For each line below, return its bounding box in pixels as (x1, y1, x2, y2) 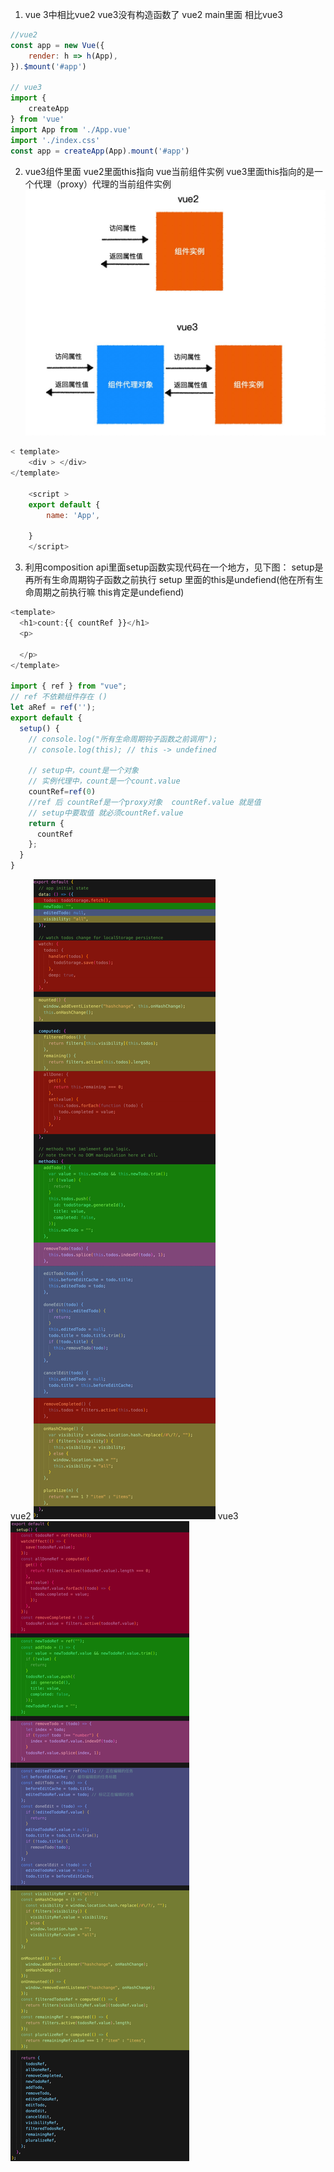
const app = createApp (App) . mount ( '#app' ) (10, 146, 190, 156)
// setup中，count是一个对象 (28, 766, 139, 776)
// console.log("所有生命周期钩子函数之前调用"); (28, 734, 218, 744)
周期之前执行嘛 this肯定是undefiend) (33, 586, 185, 598)
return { (28, 818, 65, 828)
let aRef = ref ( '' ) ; (10, 703, 97, 713)
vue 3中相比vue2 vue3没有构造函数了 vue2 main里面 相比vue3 (24, 9, 283, 20)
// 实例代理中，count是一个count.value (28, 776, 181, 787)
